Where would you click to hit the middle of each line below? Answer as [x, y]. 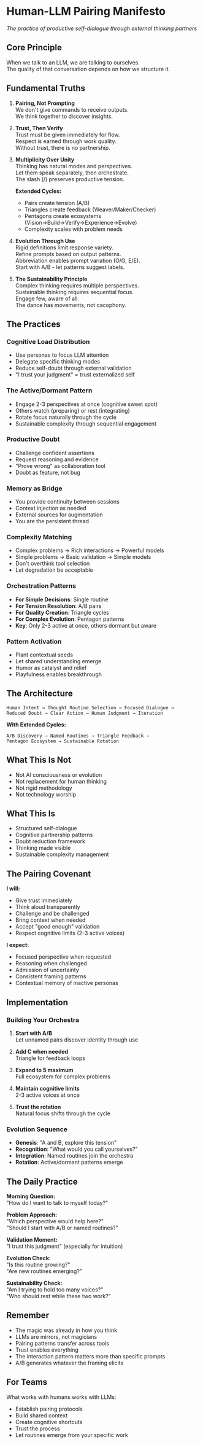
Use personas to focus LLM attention [62, 355]
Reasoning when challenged [51, 964]
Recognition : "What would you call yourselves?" [76, 1149]
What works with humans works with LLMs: [61, 1397]
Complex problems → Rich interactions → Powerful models [90, 550]
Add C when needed [42, 1051]
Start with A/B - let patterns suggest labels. [70, 267]
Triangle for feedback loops [50, 1058]
